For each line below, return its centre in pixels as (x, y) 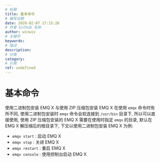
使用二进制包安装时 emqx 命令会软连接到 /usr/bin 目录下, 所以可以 (86, 114)
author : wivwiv (20, 32)
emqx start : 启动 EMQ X (37, 136)
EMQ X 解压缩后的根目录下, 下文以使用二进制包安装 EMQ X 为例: (69, 126)
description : (18, 50)
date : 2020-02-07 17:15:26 (32, 23)
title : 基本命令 (20, 14)
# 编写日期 (15, 18)
